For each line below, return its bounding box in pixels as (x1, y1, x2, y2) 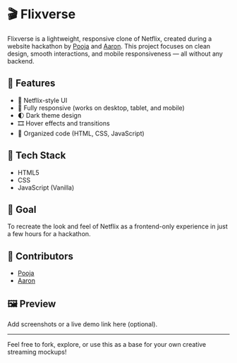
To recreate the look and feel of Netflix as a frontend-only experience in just (7, 222, 228, 230)
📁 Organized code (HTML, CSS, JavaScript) (17, 129, 145, 137)
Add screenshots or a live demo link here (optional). (7, 320, 157, 328)
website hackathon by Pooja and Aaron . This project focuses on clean (7, 42, 211, 50)
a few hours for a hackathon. (7, 230, 91, 238)
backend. (7, 56, 35, 65)
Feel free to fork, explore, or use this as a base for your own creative (7, 340, 207, 348)
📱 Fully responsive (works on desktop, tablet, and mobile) (17, 104, 185, 112)
